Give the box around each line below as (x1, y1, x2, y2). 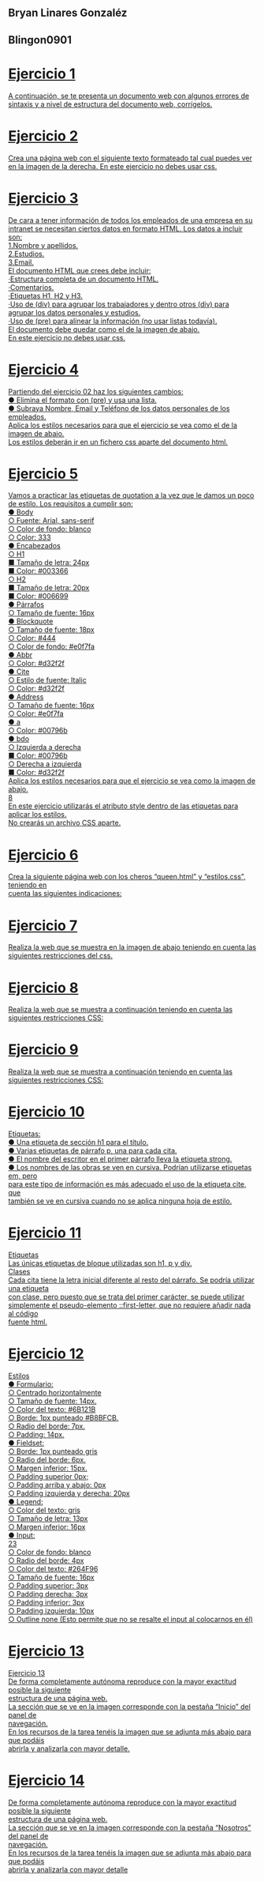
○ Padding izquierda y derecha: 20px (8, 1489, 130, 1498)
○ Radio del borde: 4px (8, 1556, 84, 1565)
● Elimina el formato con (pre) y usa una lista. (8, 395, 158, 405)
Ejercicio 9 (8, 1041, 79, 1059)
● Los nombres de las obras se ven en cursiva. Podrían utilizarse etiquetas (8, 1163, 252, 1172)
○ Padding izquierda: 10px (8, 1606, 95, 1616)
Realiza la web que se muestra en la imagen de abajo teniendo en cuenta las (8, 943, 257, 952)
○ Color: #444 (8, 634, 57, 643)
